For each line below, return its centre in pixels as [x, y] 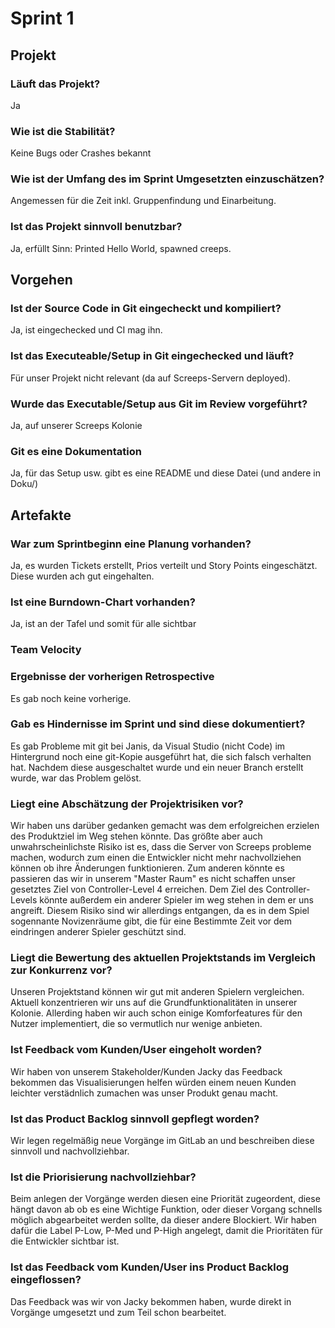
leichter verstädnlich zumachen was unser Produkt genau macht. [144, 1093]
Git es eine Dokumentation [76, 451]
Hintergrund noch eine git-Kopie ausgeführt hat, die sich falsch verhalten [161, 756]
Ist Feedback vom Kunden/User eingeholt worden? [136, 1050]
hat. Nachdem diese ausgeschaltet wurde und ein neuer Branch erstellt [157, 767]
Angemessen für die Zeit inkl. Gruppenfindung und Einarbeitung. [143, 201]
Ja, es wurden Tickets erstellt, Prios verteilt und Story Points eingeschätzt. [164, 566]
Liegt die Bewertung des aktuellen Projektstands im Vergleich [163, 958]
